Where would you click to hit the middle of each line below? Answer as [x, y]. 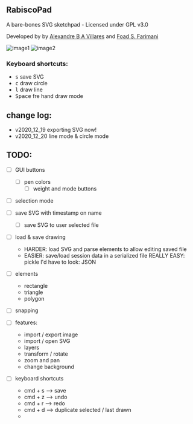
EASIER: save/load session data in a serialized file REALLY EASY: [104, 256]
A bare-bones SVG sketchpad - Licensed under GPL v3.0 [78, 24]
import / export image [51, 334]
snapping [27, 310]
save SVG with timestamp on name [58, 213]
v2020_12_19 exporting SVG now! [56, 129]
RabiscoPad [29, 10]
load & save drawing [40, 237]
